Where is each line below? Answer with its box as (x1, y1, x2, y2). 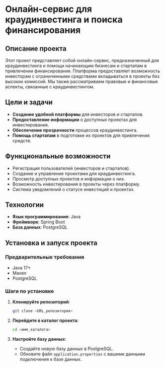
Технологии (5, 201, 44, 209)
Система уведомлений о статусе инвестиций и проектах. (12, 186, 135, 192)
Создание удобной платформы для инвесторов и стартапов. (12, 111, 144, 117)
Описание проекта (5, 44, 67, 53)
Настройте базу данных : (12, 336, 67, 342)
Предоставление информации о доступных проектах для (12, 117, 137, 122)
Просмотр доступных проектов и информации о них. (12, 176, 126, 182)
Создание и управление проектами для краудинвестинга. (12, 170, 136, 177)
